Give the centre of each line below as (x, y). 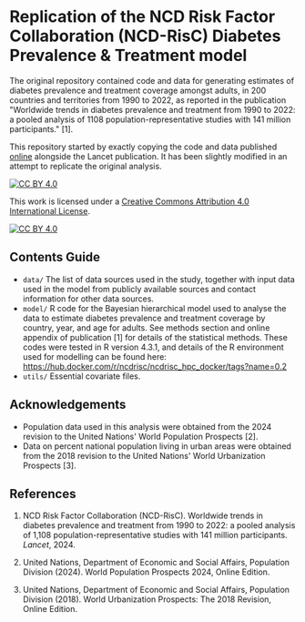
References (43, 494)
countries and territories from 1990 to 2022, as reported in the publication (148, 100)
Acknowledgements (68, 405)
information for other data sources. (88, 299)
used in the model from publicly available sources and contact (139, 289)
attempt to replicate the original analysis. (86, 166)
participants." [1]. (41, 128)
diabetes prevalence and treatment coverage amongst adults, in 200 (138, 90)
